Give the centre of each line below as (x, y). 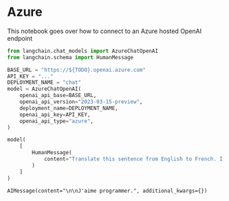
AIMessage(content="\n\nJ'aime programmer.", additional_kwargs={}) (107, 191)
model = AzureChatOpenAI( (44, 89)
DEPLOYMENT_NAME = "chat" (44, 83)
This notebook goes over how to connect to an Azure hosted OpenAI (105, 31)
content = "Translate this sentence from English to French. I (133, 159)
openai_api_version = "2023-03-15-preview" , (81, 102)
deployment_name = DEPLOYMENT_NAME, (69, 108)
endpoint (20, 38)
